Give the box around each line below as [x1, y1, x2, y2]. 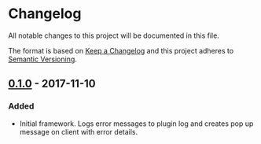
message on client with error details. [19, 127, 138, 136]
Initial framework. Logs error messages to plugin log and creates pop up [19, 119, 254, 128]
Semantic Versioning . [8, 54, 77, 64]
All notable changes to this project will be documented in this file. [8, 31, 220, 40]
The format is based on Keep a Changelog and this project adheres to [8, 46, 234, 55]
